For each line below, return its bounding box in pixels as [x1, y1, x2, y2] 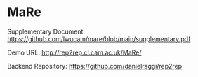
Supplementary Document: [7, 27, 86, 36]
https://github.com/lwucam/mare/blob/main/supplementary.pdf [7, 34, 191, 43]
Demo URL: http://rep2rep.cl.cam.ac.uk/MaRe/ [7, 48, 142, 57]
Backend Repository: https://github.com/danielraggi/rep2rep [7, 62, 183, 70]
